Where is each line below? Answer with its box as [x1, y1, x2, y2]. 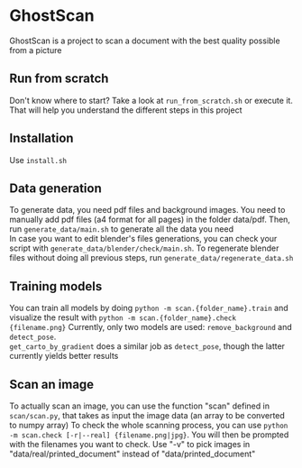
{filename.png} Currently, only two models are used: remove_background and [9, 322, 292, 333]
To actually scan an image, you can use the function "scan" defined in [9, 400, 270, 411]
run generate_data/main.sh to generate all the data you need [9, 224, 234, 234]
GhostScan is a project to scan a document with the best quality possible [9, 35, 281, 46]
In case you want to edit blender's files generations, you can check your [9, 234, 278, 244]
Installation [9, 131, 74, 146]
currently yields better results [9, 351, 119, 362]
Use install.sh [9, 154, 68, 165]
